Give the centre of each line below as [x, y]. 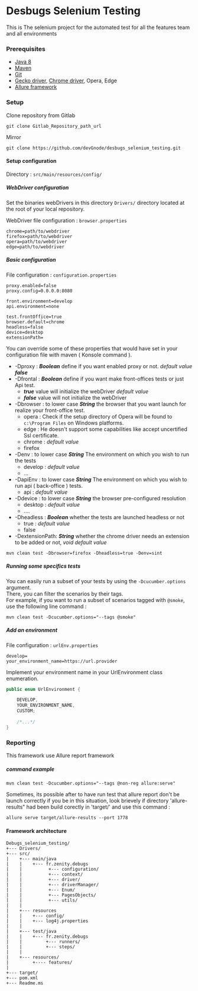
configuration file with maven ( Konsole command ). [69, 355]
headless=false [25, 327]
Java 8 [23, 62]
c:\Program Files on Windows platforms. [74, 423]
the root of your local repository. [45, 209]
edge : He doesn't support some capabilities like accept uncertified [105, 429]
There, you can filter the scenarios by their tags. [65, 594]
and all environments [32, 33]
